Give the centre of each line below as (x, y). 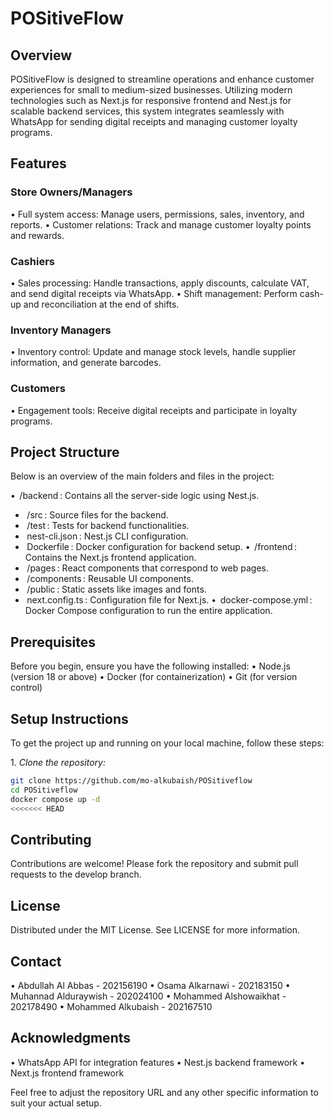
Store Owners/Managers (71, 192)
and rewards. (37, 235)
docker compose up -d (55, 799)
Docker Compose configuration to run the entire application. (148, 611)
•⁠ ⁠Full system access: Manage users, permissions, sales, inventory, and (157, 214)
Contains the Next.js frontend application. (110, 558)
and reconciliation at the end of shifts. (101, 304)
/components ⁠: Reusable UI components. (110, 579)
